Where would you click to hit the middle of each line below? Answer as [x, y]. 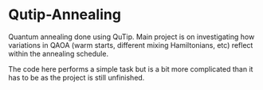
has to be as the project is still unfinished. [77, 77]
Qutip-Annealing [65, 15]
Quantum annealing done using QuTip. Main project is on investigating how [131, 37]
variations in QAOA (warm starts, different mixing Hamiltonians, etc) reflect [131, 45]
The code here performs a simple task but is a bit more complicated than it [131, 68]
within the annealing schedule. [59, 53]
